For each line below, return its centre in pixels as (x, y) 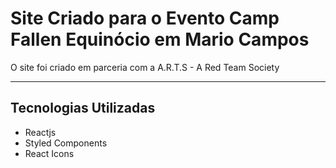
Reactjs (40, 132)
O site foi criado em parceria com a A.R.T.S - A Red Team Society (145, 67)
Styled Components (66, 143)
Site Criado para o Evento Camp (145, 18)
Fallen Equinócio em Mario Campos (160, 39)
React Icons (49, 153)
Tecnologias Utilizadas (83, 108)
